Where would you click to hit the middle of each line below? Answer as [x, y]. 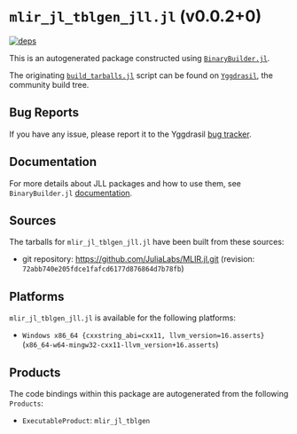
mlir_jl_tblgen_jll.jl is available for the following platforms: [123, 318]
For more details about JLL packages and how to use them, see [125, 183]
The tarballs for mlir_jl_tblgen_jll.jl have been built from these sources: [147, 242]
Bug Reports [44, 113]
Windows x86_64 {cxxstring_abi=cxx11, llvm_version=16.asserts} [143, 336]
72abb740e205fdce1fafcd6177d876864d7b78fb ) [103, 269]
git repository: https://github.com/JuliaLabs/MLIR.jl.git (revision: [138, 259]
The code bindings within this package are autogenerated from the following [149, 394]
